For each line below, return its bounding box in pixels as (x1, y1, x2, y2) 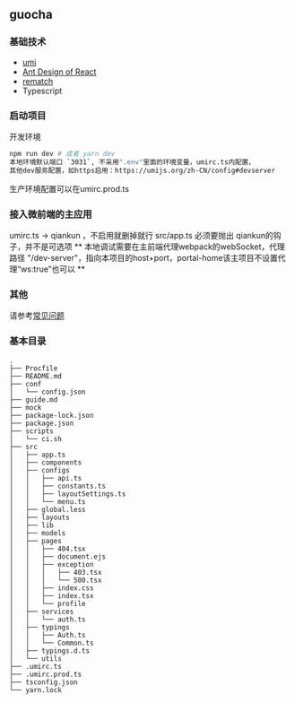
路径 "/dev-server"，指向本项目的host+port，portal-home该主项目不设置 (9, 252, 278, 263)
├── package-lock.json (9, 411, 94, 420)
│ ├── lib (9, 520, 54, 530)
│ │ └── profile (9, 599, 87, 608)
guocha (9, 7, 53, 22)
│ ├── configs (9, 465, 70, 474)
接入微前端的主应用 (9, 208, 92, 221)
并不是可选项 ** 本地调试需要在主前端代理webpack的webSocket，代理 (24, 241, 285, 252)
